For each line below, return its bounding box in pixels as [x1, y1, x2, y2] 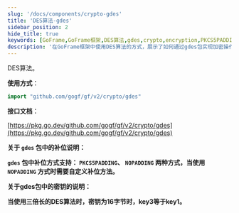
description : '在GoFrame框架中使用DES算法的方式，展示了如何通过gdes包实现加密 [7, 43, 224, 50]
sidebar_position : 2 [7, 23, 69, 31]
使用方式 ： [7, 79, 39, 87]
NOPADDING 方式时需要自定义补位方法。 [7, 167, 119, 175]
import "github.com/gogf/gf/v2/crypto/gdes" [7, 93, 142, 100]
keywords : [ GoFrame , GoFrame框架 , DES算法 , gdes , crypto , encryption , [7, 37, 201, 44]
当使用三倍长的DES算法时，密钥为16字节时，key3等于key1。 [7, 197, 186, 206]
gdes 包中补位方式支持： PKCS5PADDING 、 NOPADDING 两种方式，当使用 [7, 158, 206, 167]
